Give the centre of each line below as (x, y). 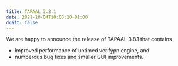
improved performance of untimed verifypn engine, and (82, 51)
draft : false (22, 22)
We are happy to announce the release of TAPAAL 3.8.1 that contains (89, 39)
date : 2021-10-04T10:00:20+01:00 (47, 17)
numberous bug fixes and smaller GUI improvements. (79, 57)
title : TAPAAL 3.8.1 (31, 11)
